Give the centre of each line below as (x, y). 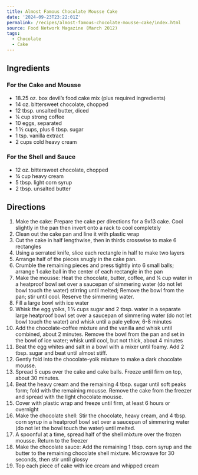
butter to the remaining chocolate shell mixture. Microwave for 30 (95, 453)
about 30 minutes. (37, 378)
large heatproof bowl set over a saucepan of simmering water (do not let (103, 315)
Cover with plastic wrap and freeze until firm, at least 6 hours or (93, 403)
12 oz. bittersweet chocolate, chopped (62, 170)
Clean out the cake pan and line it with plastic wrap (77, 234)
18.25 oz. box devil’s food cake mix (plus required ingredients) (90, 98)
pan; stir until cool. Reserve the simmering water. (75, 296)
